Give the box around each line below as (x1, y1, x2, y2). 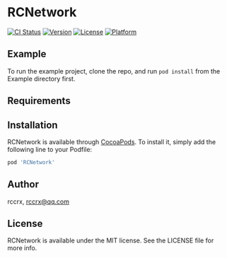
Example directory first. (7, 74, 76, 83)
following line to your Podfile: (7, 145, 93, 153)
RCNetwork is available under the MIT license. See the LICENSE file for (7, 236, 214, 245)
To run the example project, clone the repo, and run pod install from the (7, 66, 221, 75)
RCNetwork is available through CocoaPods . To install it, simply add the (7, 137, 216, 146)
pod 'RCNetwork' (7, 158, 55, 166)
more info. (7, 244, 37, 252)
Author (7, 178, 39, 191)
